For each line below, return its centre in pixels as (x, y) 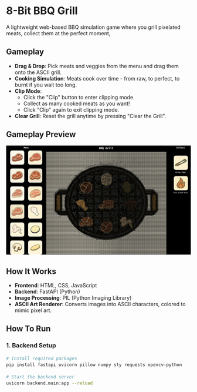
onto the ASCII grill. (38, 72)
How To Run (28, 329)
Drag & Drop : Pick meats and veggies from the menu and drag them (96, 66)
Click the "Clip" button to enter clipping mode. (79, 97)
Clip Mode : (28, 91)
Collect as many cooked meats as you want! (77, 103)
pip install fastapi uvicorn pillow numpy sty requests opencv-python (94, 365)
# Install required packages (42, 359)
